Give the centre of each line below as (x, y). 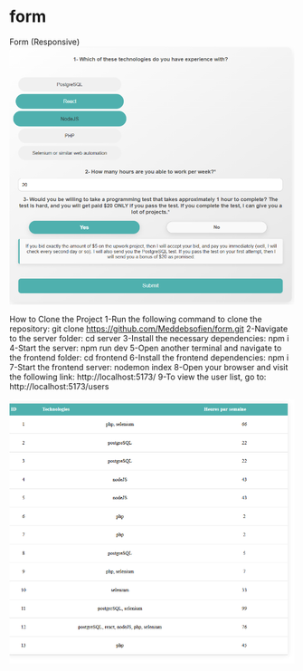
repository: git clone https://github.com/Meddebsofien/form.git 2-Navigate (149, 329)
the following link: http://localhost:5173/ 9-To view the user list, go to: (138, 377)
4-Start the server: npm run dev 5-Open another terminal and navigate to (146, 348)
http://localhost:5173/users (59, 386)
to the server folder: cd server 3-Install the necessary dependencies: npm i (149, 338)
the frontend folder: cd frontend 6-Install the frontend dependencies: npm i (149, 357)
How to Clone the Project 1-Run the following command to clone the (136, 319)
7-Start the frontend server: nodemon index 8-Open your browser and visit (149, 367)
